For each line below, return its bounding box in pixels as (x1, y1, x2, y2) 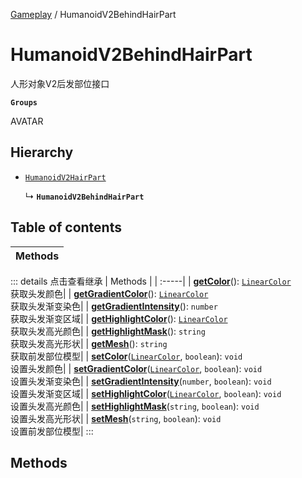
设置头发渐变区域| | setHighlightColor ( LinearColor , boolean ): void (10, 387, 282, 399)
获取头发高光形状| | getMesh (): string (10, 337, 168, 349)
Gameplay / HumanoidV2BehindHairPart (10, 9, 177, 20)
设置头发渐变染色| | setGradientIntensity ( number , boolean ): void (10, 375, 272, 387)
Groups (10, 97, 38, 108)
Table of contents (10, 219, 122, 236)
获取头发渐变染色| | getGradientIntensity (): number (10, 300, 218, 312)
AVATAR (10, 115, 44, 127)
